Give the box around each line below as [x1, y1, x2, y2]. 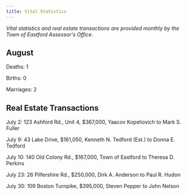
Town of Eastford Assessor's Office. [6, 30, 94, 38]
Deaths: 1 [6, 63, 29, 70]
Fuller [6, 125, 20, 132]
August [6, 48, 34, 58]
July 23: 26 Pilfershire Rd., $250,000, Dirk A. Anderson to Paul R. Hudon [6, 171, 181, 179]
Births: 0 [6, 74, 27, 82]
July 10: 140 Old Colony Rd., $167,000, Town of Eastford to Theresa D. [6, 153, 175, 161]
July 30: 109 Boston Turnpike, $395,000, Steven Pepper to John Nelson [6, 183, 180, 190]
